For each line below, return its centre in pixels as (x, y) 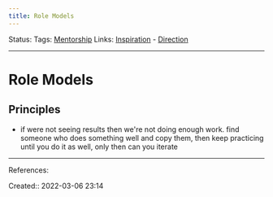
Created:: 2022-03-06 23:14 (56, 186)
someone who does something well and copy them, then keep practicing (142, 138)
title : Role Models (41, 16)
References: (28, 170)
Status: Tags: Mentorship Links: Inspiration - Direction (98, 39)
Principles (35, 109)
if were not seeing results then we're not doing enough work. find (130, 129)
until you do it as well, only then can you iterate (99, 147)
